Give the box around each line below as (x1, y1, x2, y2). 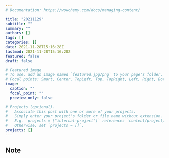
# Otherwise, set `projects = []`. (5, 123, 84, 128)
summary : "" (5, 26, 30, 31)
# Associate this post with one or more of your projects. (5, 109, 136, 114)
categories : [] (5, 40, 37, 45)
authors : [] (5, 31, 30, 36)
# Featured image (5, 67, 42, 73)
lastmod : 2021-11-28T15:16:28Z (5, 49, 71, 54)
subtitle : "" (5, 21, 33, 26)
